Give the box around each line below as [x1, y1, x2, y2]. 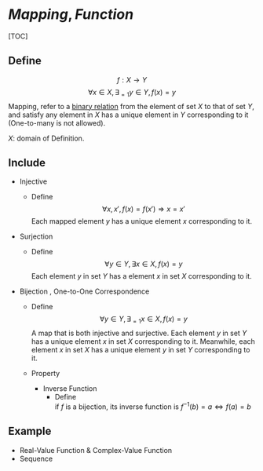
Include [8, 155, 46, 170]
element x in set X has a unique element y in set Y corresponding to [31, 345, 250, 355]
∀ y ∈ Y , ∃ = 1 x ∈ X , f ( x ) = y [99, 314, 188, 326]
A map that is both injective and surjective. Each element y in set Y [31, 328, 247, 338]
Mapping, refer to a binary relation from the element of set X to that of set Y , [8, 101, 255, 111]
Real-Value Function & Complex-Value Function [19, 445, 173, 455]
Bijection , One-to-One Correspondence [19, 287, 150, 296]
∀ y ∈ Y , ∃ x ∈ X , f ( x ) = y [104, 259, 183, 268]
